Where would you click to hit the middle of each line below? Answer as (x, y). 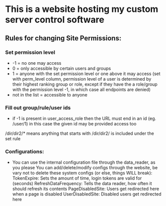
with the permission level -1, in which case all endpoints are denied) (82, 89)
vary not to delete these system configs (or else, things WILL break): (82, 173)
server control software (55, 20)
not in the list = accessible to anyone (50, 95)
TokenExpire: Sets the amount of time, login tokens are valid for (77, 178)
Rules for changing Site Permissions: (63, 38)
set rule (13, 139)
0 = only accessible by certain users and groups (62, 68)
